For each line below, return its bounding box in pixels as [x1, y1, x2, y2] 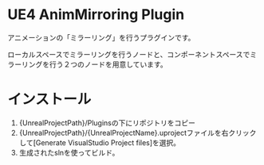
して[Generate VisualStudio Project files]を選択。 [18, 137, 181, 148]
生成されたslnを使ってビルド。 [18, 148, 120, 157]
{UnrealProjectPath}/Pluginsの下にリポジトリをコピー [18, 117, 196, 128]
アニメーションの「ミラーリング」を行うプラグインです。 [7, 33, 195, 42]
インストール [7, 90, 92, 109]
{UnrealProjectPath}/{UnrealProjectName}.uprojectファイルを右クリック [18, 128, 257, 137]
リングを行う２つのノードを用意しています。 [21, 59, 168, 69]
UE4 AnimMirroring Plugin [7, 6, 185, 24]
